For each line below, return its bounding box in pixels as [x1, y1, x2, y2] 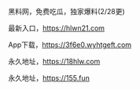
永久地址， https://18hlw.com [8, 57, 101, 66]
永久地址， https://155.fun [8, 74, 90, 82]
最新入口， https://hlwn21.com [8, 23, 105, 33]
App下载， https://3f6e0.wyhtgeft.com [8, 40, 132, 49]
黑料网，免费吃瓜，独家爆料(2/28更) [8, 7, 125, 16]
